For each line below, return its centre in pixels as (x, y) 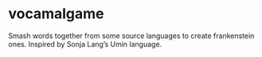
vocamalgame (57, 14)
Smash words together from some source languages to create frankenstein (131, 36)
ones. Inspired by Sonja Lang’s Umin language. (85, 44)
